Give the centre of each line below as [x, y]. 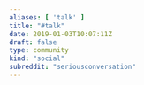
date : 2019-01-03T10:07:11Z [61, 34]
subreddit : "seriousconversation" [73, 67]
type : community [39, 50]
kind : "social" [37, 58]
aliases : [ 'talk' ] [47, 17]
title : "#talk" [37, 26]
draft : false [33, 42]
